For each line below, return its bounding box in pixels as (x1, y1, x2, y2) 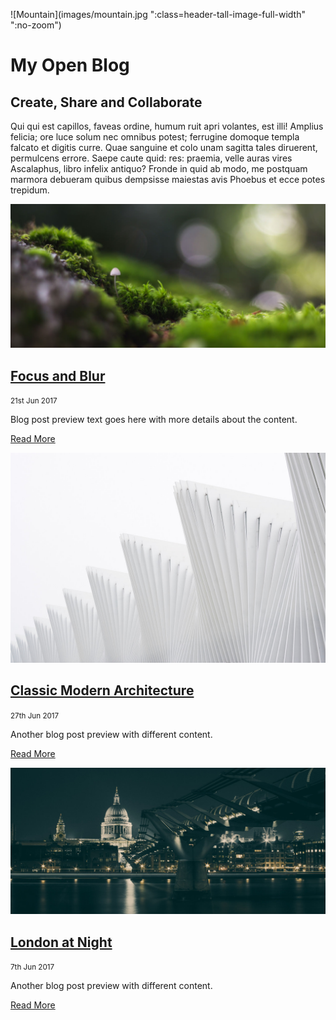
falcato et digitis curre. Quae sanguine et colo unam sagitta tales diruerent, (10, 142, 318, 153)
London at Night (10, 934, 113, 951)
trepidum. (10, 184, 50, 196)
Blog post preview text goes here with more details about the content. (10, 414, 298, 426)
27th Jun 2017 (10, 710, 60, 721)
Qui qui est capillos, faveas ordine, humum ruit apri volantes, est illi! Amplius (10, 120, 324, 132)
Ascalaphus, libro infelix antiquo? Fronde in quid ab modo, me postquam (10, 163, 308, 174)
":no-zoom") (10, 19, 62, 31)
